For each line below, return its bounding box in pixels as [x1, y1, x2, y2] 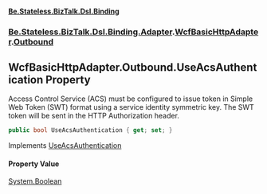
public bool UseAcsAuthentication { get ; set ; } [8, 126, 173, 134]
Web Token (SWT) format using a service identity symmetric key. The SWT [8, 103, 255, 112]
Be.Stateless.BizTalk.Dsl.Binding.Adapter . [8, 26, 175, 37]
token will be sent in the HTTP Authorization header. [8, 111, 179, 121]
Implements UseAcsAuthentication [8, 141, 122, 150]
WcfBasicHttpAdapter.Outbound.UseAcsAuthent [8, 60, 257, 74]
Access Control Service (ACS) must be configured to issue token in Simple [8, 94, 253, 103]
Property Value [8, 159, 60, 169]
